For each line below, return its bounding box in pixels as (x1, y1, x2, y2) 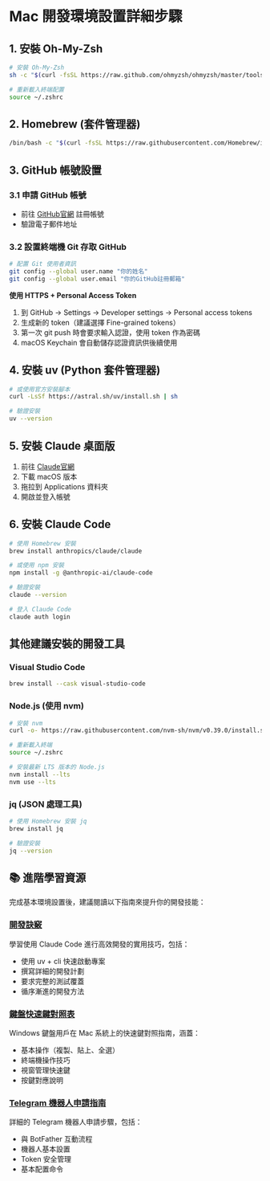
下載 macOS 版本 (20, 472, 78, 481)
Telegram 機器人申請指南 (9, 1097, 107, 1109)
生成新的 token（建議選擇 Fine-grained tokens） (20, 317, 180, 327)
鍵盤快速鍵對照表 (9, 1008, 75, 1020)
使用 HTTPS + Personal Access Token (9, 290, 137, 300)
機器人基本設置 (20, 1144, 71, 1154)
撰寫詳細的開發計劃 (20, 966, 85, 976)
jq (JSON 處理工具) (9, 799, 83, 810)
